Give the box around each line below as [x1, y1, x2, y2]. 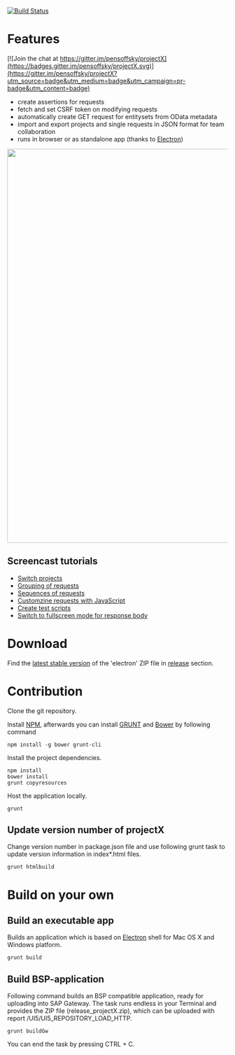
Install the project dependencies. [7, 753, 102, 761]
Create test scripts [17, 603, 71, 612]
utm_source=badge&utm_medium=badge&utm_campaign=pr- [7, 76, 186, 85]
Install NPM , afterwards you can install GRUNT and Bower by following [7, 720, 211, 729]
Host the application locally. [7, 792, 87, 800]
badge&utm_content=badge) [7, 84, 90, 92]
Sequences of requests [17, 588, 85, 597]
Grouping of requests [17, 581, 79, 590]
